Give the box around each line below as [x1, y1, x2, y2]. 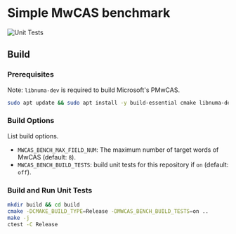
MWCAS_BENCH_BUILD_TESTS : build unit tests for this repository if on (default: [17, 160, 229, 169]
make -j [7, 214, 30, 221]
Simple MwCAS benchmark [7, 5, 171, 21]
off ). [17, 167, 32, 176]
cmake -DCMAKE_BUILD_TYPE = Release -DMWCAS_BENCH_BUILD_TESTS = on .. [7, 207, 209, 215]
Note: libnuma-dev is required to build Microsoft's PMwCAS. [7, 86, 181, 94]
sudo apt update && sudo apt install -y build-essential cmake [7, 99, 197, 106]
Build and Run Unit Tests [7, 185, 93, 195]
